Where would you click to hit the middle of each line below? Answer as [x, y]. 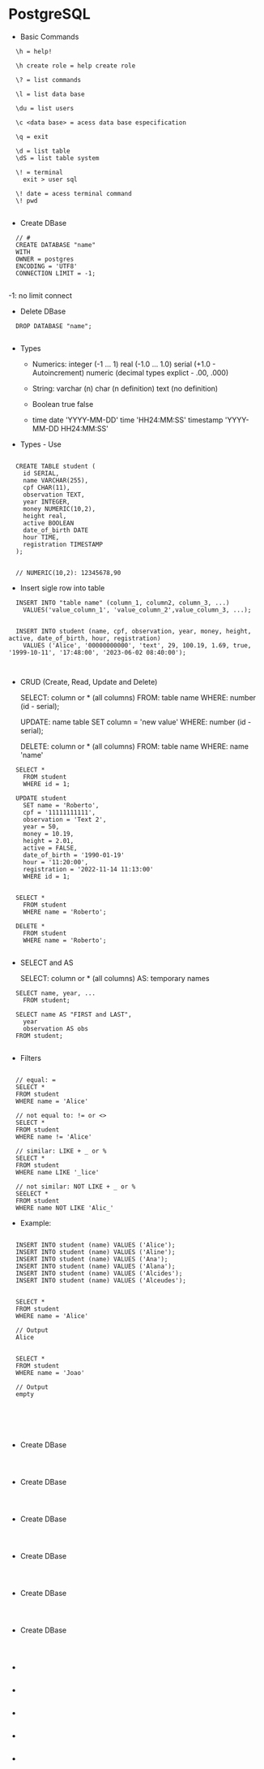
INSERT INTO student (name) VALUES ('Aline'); [96, 1252]
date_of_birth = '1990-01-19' [74, 855]
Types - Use [41, 444]
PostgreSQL [49, 14]
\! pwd [27, 201]
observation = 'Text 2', [65, 820]
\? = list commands [49, 80]
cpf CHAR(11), [47, 487]
